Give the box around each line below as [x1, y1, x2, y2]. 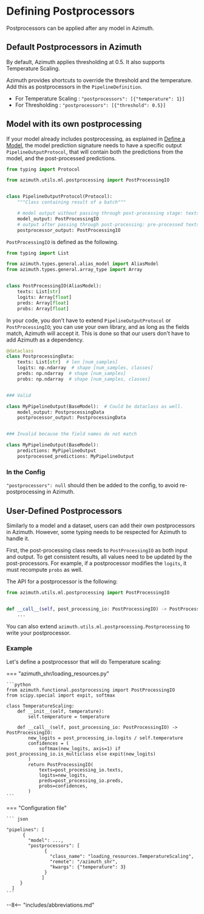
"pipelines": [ [6, 826, 45, 832]
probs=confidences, [38, 782, 88, 789]
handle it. [6, 535, 30, 542]
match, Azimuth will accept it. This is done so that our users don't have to [6, 329, 190, 337]
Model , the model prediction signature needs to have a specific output [6, 141, 182, 149]
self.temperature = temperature [28, 714, 110, 720]
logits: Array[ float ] [17, 294, 72, 300]
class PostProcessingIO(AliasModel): [6, 283, 102, 289]
